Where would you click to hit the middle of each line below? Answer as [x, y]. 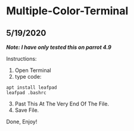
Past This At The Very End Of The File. [62, 104]
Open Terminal [33, 70]
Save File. [27, 110]
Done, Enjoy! [22, 121]
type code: [28, 77]
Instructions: [21, 59]
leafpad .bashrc [26, 93]
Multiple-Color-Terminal [67, 11]
